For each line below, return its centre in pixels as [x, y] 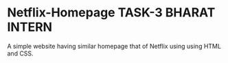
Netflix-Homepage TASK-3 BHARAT [111, 13]
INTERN [30, 27]
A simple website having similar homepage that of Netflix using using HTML [114, 46]
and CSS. [20, 53]
